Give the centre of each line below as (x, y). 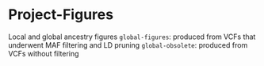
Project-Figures (61, 15)
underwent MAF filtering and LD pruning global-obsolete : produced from (128, 45)
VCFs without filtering (44, 53)
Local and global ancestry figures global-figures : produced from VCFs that (132, 37)
